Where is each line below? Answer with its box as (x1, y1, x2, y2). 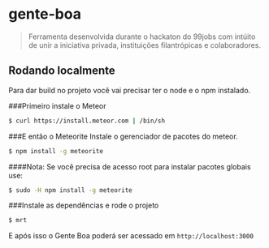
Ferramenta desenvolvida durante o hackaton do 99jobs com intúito (28, 32, 256, 41)
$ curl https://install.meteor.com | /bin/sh (8, 117, 165, 125)
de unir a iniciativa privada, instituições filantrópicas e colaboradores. (28, 40, 262, 49)
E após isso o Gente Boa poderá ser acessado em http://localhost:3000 (8, 231, 254, 241)
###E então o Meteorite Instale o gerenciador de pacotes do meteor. (8, 131, 238, 141)
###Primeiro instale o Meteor (8, 100, 106, 110)
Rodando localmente (8, 64, 115, 78)
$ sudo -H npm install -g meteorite (8, 186, 132, 195)
